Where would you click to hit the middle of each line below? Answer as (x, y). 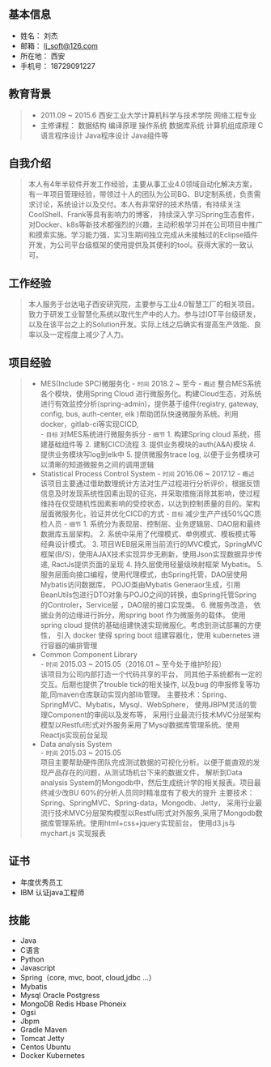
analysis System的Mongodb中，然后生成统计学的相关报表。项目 (147, 783)
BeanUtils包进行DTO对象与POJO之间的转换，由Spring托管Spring (148, 595)
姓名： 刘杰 (39, 36)
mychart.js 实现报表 (73, 834)
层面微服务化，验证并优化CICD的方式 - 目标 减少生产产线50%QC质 (150, 514)
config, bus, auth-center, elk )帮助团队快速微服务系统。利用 (139, 414)
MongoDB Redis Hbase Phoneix (73, 1004)
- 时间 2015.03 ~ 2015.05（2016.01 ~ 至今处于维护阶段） (133, 664)
